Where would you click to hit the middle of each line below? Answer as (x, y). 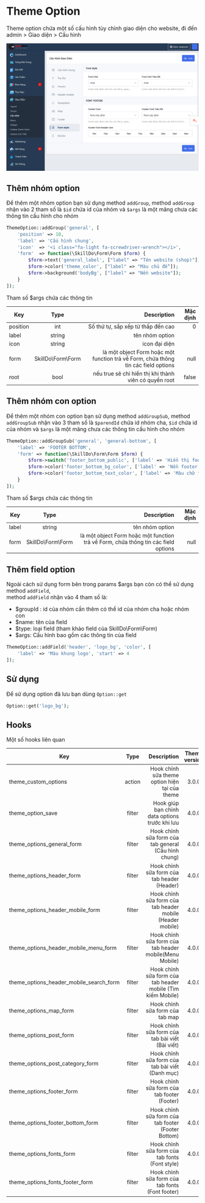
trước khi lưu (163, 823)
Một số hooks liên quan (36, 740)
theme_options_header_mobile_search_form (64, 982)
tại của (171, 788)
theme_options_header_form (45, 876)
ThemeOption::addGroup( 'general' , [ (53, 228)
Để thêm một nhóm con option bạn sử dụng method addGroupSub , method (98, 416)
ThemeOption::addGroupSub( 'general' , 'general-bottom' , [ (81, 441)
